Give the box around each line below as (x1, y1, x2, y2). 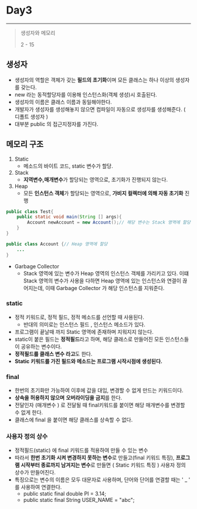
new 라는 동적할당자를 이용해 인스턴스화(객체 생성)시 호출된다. (14, 91, 157, 98)
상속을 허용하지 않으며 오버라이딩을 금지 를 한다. (14, 394, 123, 401)
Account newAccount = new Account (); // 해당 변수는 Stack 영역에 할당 (27, 219, 191, 225)
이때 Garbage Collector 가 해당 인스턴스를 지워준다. (45, 284, 165, 291)
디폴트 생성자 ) (14, 113, 49, 120)
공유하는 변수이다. (21, 342, 62, 350)
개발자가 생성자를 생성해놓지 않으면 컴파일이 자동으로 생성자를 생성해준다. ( (14, 105, 186, 112)
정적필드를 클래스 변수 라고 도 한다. (14, 350, 93, 357)
